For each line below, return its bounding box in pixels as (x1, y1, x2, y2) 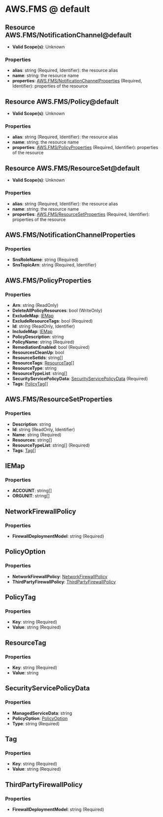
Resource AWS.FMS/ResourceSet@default (5, 164, 140, 172)
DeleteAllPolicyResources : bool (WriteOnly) (12, 307, 102, 313)
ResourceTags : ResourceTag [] (12, 360, 75, 366)
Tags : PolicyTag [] (12, 381, 48, 387)
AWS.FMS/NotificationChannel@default (5, 31, 132, 39)
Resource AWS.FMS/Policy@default (5, 97, 119, 106)
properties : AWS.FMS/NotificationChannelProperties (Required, (12, 78, 142, 84)
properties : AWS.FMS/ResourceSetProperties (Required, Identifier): (12, 211, 150, 217)
